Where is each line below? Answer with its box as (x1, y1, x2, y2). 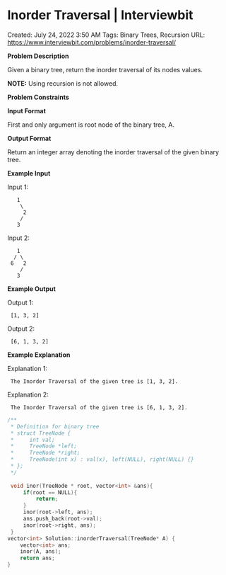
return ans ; (20, 554, 55, 562)
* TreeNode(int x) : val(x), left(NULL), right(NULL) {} (10, 456, 194, 463)
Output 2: (7, 324, 35, 333)
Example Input (7, 169, 51, 177)
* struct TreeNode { (10, 429, 71, 437)
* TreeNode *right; (10, 450, 81, 457)
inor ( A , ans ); (20, 548, 61, 555)
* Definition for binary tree (10, 423, 100, 430)
